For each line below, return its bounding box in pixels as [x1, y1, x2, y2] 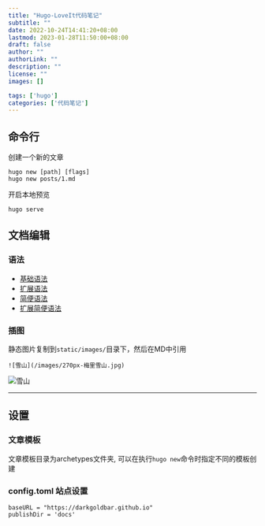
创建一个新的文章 [8, 153, 64, 162]
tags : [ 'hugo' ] [8, 91, 58, 99]
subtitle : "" [8, 19, 51, 27]
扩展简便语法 [19, 303, 62, 313]
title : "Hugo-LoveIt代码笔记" [8, 11, 103, 20]
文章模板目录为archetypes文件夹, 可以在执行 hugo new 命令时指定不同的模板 [8, 454, 250, 463]
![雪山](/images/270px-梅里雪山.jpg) [8, 361, 125, 370]
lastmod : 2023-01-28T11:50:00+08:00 [8, 33, 129, 42]
